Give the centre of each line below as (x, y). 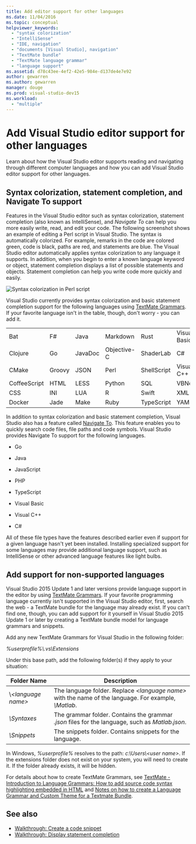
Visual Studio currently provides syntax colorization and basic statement (93, 301)
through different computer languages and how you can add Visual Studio (95, 168)
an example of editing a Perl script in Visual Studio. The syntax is (84, 234)
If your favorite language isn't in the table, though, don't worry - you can (93, 313)
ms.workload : (22, 98)
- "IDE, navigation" (36, 44)
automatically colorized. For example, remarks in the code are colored (90, 241)
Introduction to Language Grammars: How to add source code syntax (89, 783)
